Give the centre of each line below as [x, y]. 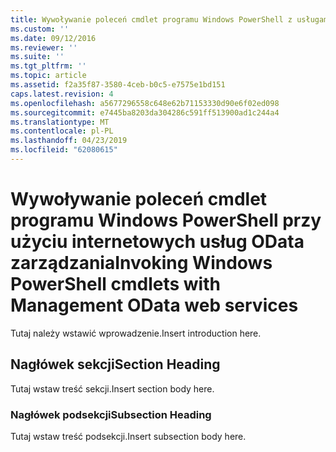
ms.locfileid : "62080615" [64, 150]
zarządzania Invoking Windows [141, 263]
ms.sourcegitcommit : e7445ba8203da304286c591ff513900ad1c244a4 [145, 112]
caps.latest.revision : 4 [62, 94]
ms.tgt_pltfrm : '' [48, 66]
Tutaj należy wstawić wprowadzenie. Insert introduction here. [136, 333]
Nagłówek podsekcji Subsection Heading [111, 414]
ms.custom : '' [40, 29]
